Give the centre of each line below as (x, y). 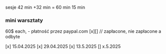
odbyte (13, 37)
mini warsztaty (24, 20)
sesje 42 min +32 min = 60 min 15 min (45, 7)
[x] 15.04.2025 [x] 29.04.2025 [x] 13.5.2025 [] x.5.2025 (63, 46)
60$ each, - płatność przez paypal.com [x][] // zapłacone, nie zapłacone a (83, 31)
